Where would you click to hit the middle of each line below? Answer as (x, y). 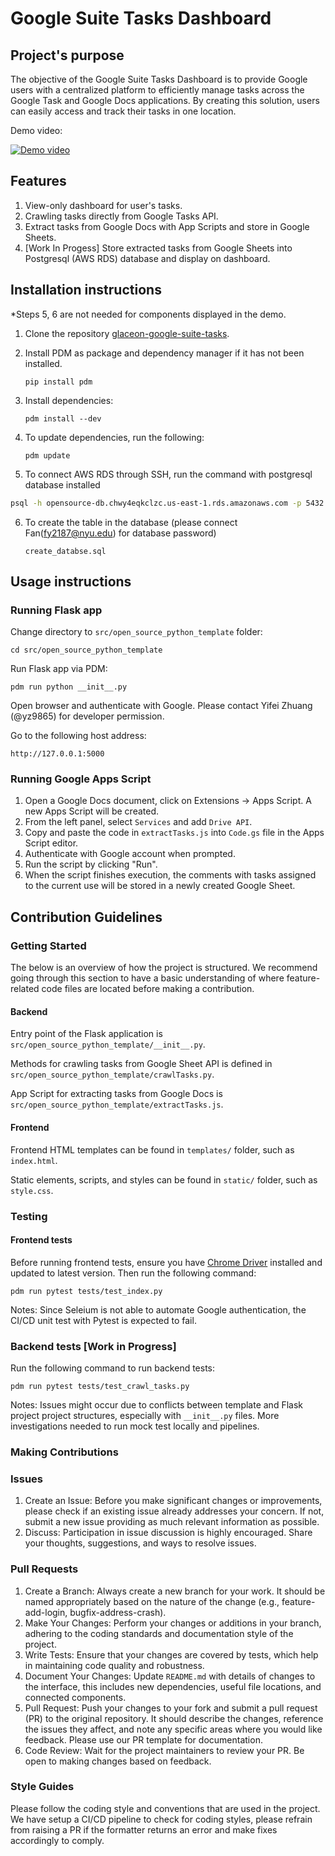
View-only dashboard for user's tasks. (103, 205)
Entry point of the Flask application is (86, 1034)
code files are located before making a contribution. (148, 989)
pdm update (47, 455)
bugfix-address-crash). (118, 1612)
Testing (29, 1216)
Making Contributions (64, 1452)
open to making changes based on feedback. (118, 1761)
